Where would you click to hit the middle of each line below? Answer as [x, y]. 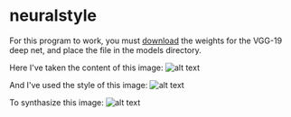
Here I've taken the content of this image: [87, 67]
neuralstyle [53, 16]
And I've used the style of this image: [79, 85]
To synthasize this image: [56, 102]
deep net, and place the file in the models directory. [105, 49]
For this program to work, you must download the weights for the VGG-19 [146, 40]
